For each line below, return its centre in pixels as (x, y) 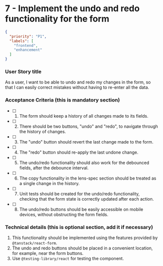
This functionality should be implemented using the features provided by (85, 238)
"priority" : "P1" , (28, 36)
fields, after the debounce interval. (54, 168)
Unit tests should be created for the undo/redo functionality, (80, 194)
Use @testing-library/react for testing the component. (68, 258)
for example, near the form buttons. (48, 253)
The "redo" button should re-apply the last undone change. (79, 152)
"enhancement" (28, 50)
